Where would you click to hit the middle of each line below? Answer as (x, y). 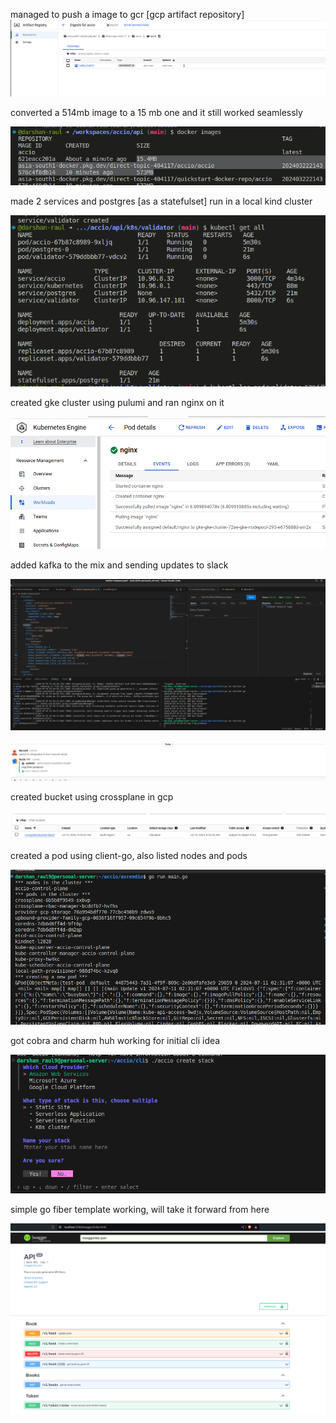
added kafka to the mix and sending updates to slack (119, 565)
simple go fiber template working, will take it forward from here (140, 1209)
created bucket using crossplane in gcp (92, 796)
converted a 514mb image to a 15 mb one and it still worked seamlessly (156, 112)
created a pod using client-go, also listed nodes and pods (129, 855)
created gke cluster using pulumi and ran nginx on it (117, 403)
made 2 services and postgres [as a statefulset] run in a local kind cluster (161, 201)
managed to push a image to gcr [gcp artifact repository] (127, 14)
